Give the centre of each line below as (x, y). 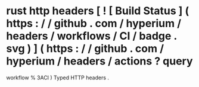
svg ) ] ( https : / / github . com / (85, 49)
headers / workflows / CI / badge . (92, 36)
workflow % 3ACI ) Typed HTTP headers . (57, 78)
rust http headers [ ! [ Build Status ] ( (98, 11)
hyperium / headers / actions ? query (99, 61)
